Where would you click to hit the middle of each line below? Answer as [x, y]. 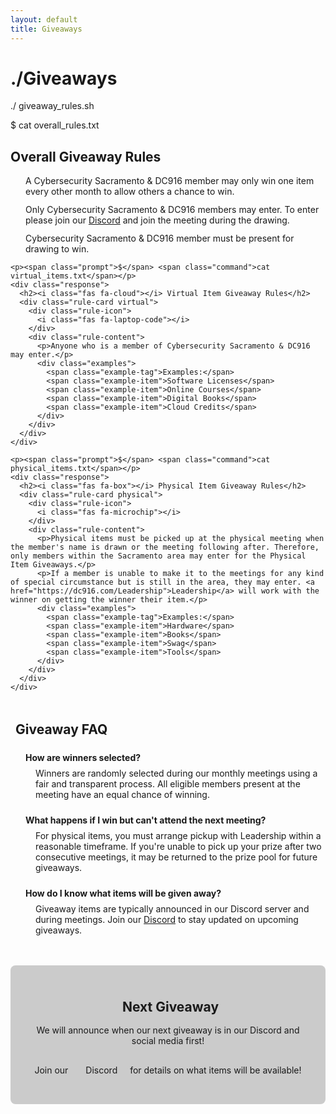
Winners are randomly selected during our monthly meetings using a [176, 773]
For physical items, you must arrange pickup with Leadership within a [178, 836]
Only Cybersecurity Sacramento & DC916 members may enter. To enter [172, 210]
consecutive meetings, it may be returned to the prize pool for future [176, 857]
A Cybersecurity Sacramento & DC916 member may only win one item [170, 181]
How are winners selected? [83, 758]
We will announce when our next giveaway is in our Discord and [168, 1030]
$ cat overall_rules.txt [55, 125]
